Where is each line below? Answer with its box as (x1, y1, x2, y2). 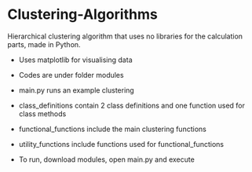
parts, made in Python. (7, 39, 81, 49)
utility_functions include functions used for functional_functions (18, 139, 225, 148)
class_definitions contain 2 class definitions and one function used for (18, 101, 245, 110)
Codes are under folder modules (18, 70, 124, 79)
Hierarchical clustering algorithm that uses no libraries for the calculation (7, 31, 243, 41)
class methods (18, 108, 67, 119)
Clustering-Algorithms (7, 5, 158, 24)
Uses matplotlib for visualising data (18, 55, 133, 64)
